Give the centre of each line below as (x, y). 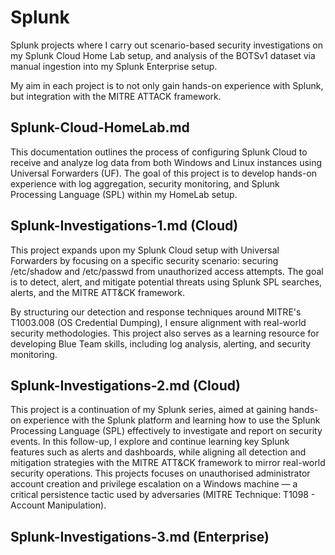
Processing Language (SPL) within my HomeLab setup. (124, 194)
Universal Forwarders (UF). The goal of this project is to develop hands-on (164, 173)
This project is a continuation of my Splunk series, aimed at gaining (148, 410)
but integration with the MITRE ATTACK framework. (116, 96)
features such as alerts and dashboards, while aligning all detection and (158, 452)
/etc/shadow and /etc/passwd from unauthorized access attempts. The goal (167, 271)
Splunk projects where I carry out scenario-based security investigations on (167, 45)
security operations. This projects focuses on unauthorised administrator (160, 473)
